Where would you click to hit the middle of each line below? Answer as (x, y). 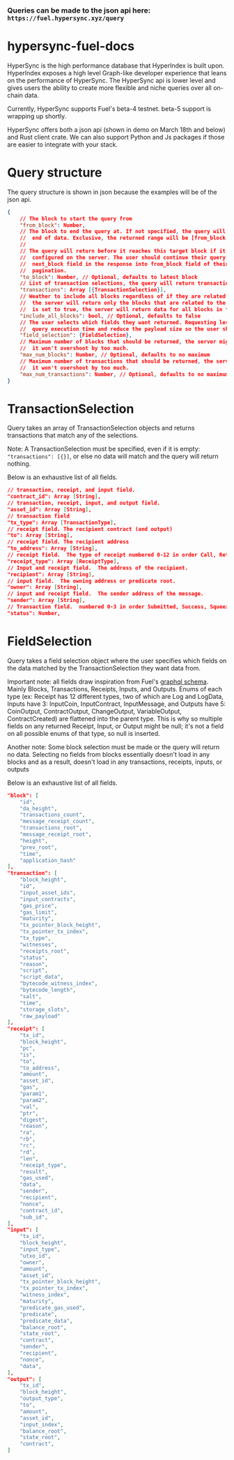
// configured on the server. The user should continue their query (123, 257)
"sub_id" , (34, 1217)
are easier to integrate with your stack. (63, 144)
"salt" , (31, 996)
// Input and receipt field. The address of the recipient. (98, 568)
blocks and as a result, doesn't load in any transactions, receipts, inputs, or (115, 762)
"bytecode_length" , (48, 990)
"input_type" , (40, 1250)
